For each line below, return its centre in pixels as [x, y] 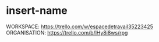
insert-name [37, 11]
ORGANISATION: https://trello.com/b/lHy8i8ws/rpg [67, 32]
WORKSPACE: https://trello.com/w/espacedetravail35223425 [79, 26]
